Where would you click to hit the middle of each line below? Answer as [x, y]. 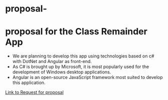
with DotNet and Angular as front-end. [52, 61]
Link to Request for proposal [34, 92]
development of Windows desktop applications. [62, 72]
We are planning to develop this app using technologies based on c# [83, 56]
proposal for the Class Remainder [76, 32]
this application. [29, 82]
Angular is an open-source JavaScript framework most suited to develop [88, 77]
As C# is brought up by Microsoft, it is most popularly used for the [81, 67]
